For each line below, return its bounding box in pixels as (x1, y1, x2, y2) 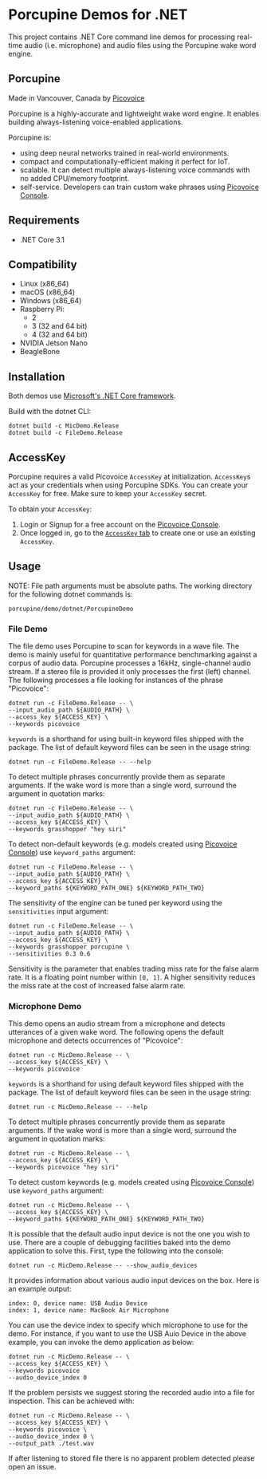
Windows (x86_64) (19, 296, 82, 306)
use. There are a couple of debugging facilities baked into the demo (8, 1238, 231, 1248)
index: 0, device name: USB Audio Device (8, 1300, 148, 1307)
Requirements (8, 214, 80, 227)
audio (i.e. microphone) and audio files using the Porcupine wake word (24, 40, 257, 49)
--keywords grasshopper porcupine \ (8, 943, 130, 951)
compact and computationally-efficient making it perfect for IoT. (19, 156, 230, 166)
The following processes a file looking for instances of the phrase (8, 676, 224, 685)
